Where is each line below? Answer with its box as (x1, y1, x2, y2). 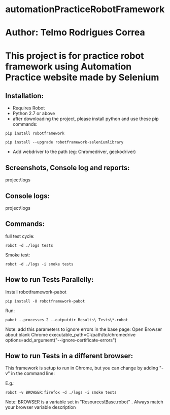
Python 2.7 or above (12, 110, 55, 117)
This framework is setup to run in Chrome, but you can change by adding (5, 365, 158, 371)
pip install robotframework (5, 131, 65, 136)
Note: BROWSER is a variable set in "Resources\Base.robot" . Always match (5, 399, 163, 405)
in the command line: (11, 370, 55, 376)
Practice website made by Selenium (5, 71, 159, 83)
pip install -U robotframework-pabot (5, 298, 85, 304)
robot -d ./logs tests (5, 243, 53, 248)
